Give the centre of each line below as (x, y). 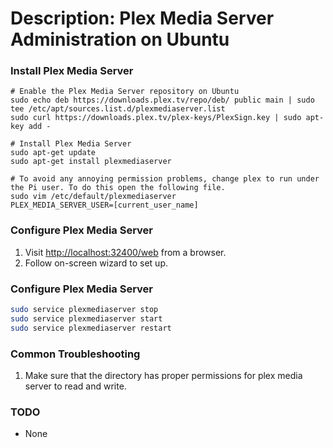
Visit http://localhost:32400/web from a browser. (125, 252)
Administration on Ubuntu (120, 39)
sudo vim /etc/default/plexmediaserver (93, 197)
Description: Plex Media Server (142, 18)
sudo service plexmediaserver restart (91, 328)
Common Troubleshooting (75, 354)
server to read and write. (75, 386)
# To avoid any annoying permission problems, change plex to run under (165, 179)
